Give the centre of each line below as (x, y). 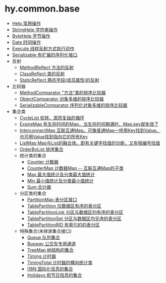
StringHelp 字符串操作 (35, 29)
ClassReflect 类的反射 (42, 74)
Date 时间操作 (26, 42)
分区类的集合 (33, 193)
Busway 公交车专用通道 (51, 243)
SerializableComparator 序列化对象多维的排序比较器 (73, 105)
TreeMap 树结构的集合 (50, 250)
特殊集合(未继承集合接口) (45, 231)
